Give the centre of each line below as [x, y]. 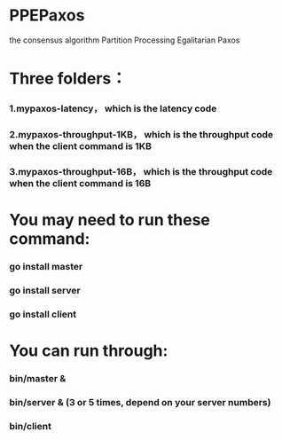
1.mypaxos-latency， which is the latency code [113, 109]
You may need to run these [110, 220]
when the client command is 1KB [81, 145]
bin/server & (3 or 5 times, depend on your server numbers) [140, 402]
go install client [43, 314]
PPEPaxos [47, 16]
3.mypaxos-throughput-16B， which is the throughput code [141, 171]
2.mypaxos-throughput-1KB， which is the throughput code [141, 134]
